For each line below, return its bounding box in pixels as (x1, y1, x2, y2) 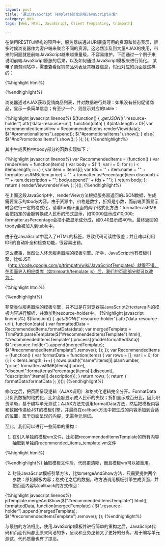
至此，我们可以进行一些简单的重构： (5, 423, 79, 430)
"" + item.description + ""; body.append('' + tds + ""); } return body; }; (5, 177, 147, 183)
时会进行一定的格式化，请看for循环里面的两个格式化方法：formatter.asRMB (5, 205, 157, 211)
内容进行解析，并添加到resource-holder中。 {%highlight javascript (9, 310, 144, 316)
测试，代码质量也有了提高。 (5, 536, 61, 542)
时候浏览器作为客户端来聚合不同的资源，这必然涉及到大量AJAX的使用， (9, 45, 154, 52)
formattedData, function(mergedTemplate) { (5, 503, 94, 509)
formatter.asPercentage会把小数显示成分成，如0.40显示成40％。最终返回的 (5, 217, 158, 223)
